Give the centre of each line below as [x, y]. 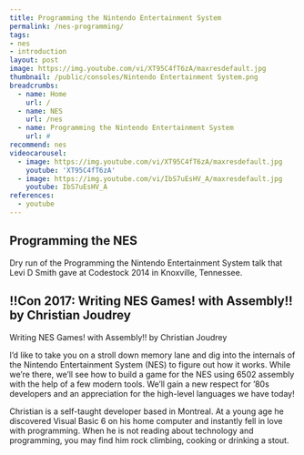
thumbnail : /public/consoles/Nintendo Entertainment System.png [134, 77]
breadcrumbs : [34, 86]
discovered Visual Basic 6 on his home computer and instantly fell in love [146, 420]
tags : [20, 35]
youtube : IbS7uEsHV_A [66, 187]
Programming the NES [74, 241]
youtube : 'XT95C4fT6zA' [71, 170]
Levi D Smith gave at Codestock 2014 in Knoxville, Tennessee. [126, 272]
